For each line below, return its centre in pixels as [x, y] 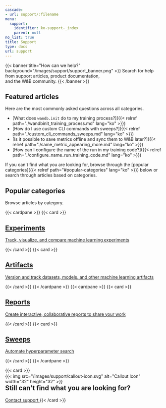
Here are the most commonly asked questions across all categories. [75, 109]
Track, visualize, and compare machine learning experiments [67, 240]
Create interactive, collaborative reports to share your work [65, 314]
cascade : [14, 10]
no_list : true [20, 38]
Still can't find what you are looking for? [68, 388]
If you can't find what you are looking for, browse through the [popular [77, 165]
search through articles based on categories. [51, 175]
